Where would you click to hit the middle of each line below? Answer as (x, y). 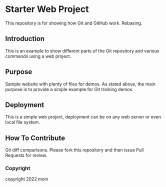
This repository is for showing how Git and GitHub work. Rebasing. (74, 23)
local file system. (22, 122)
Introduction (25, 39)
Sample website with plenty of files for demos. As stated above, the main (80, 84)
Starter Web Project (47, 9)
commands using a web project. (38, 56)
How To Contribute (35, 138)
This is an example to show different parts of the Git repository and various (82, 50)
